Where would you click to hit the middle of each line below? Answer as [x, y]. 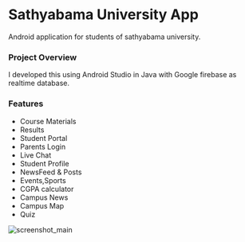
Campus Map [42, 205]
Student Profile [44, 163]
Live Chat [36, 155]
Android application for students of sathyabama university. [105, 37]
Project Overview [43, 57]
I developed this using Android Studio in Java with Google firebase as [122, 75]
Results [32, 130]
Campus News [44, 197]
